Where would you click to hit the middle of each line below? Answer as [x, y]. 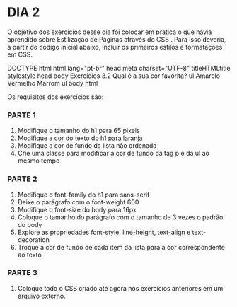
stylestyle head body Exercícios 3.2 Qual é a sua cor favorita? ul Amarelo [114, 76]
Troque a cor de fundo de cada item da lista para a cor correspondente [121, 247]
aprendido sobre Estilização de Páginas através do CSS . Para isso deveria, [117, 39]
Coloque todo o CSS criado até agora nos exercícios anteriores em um [120, 288]
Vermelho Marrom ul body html [53, 83]
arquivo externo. [41, 296]
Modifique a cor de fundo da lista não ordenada [87, 146]
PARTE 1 [22, 115]
